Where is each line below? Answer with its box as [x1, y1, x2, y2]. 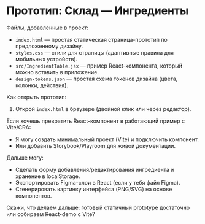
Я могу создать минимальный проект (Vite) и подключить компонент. [15, 136, 199, 143]
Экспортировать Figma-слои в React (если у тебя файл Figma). [15, 179, 180, 186]
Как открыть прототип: [6, 93, 67, 101]
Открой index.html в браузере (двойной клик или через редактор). [15, 105, 191, 112]
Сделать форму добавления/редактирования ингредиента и [15, 166, 174, 173]
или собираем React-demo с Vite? [6, 210, 95, 218]
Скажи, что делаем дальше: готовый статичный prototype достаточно [6, 204, 190, 211]
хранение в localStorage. [15, 172, 80, 180]
